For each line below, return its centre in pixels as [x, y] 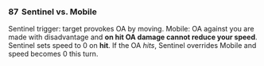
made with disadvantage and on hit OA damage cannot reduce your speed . [133, 37]
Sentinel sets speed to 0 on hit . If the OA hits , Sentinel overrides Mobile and [132, 46]
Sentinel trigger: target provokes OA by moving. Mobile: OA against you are [131, 29]
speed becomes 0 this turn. [53, 54]
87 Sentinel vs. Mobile [52, 12]
